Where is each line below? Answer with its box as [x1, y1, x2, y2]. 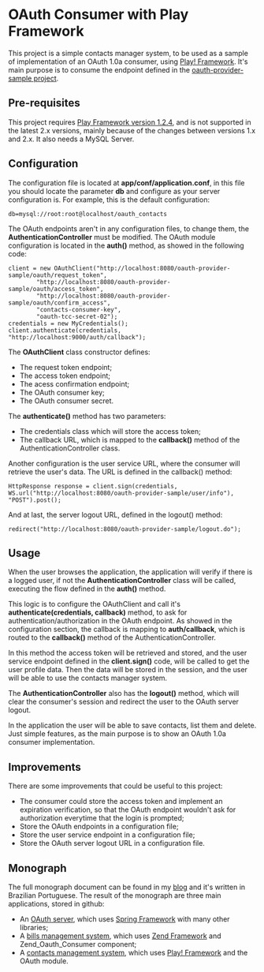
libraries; [19, 923, 49, 932]
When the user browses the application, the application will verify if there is [8, 567, 253, 577]
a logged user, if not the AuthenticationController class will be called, [8, 576, 236, 585]
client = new [8, 264, 51, 272]
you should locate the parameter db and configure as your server [8, 186, 221, 196]
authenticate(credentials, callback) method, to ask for [8, 607, 188, 617]
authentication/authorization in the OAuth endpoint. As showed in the [8, 616, 232, 626]
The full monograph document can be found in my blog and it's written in [8, 882, 246, 892]
